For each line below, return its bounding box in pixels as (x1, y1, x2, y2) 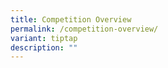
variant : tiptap (10, 33, 78, 43)
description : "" (10, 42, 78, 53)
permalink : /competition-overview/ (10, 24, 159, 34)
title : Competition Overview (10, 14, 132, 25)
